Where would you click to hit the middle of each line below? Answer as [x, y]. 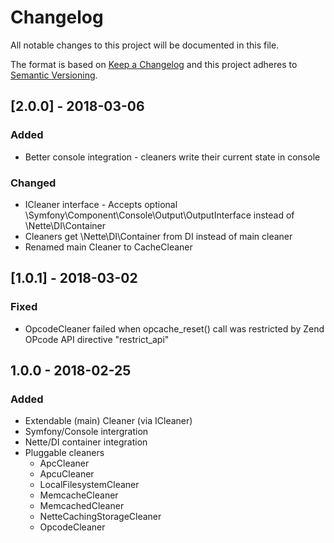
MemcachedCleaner [82, 506]
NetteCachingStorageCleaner [100, 517]
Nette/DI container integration [86, 442]
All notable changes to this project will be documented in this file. [145, 45]
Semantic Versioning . [54, 75]
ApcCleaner [64, 463]
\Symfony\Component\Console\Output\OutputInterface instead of [159, 215]
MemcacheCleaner [79, 495]
